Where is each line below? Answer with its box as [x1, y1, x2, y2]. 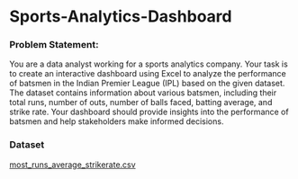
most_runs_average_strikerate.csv [9, 159, 137, 170]
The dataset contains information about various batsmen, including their [9, 87, 277, 98]
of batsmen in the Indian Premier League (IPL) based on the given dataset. [9, 78, 285, 89]
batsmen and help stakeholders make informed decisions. [9, 116, 224, 127]
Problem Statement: [9, 39, 99, 51]
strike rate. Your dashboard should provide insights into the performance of [9, 106, 290, 118]
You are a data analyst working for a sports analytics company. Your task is [9, 58, 288, 69]
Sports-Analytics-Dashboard [9, 6, 232, 27]
